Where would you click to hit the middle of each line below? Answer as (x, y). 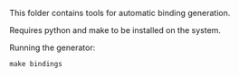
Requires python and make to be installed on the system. (115, 30)
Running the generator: (53, 47)
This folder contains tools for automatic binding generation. (120, 13)
